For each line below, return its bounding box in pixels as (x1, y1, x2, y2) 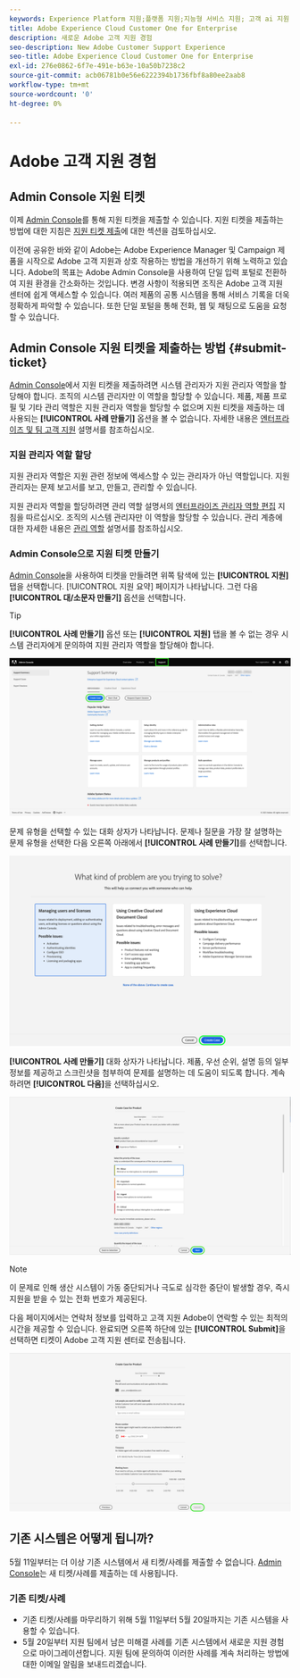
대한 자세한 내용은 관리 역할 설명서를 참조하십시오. (9, 523, 184, 534)
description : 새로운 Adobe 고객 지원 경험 (9, 33, 153, 42)
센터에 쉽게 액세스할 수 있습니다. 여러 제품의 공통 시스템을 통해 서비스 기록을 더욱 (9, 289, 290, 300)
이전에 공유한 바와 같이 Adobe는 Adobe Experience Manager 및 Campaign (9, 245, 276, 255)
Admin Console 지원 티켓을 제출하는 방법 (9, 340, 227, 355)
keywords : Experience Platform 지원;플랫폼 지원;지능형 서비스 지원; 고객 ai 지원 (9, 14, 290, 23)
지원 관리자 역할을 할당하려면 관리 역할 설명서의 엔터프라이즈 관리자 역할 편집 (9, 501, 277, 512)
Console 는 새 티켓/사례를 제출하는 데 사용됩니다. (9, 1567, 179, 1578)
